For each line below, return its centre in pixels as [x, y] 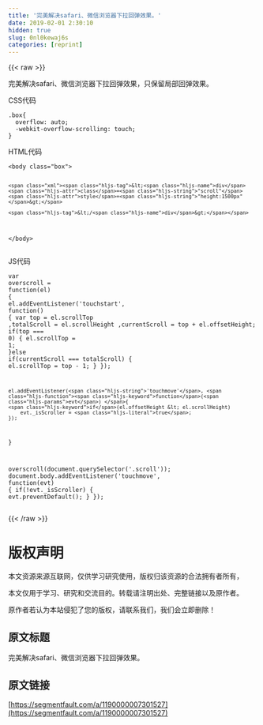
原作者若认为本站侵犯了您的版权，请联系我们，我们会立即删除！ [112, 610]
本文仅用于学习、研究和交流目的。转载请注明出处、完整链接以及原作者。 [126, 593]
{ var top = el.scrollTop [51, 317]
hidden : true [30, 30]
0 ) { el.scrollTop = [42, 338]
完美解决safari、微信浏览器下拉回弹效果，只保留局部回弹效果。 [111, 84]
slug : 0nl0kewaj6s [38, 38]
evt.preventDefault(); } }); [56, 497]
